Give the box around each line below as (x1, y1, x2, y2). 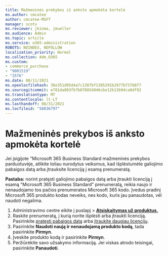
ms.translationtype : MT (5, 92, 56, 97)
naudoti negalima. (5, 197, 43, 203)
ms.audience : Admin (5, 31, 47, 36)
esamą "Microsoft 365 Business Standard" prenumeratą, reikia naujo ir (5, 181, 153, 187)
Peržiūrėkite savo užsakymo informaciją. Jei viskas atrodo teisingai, (12, 239, 154, 245)
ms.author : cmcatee (5, 12, 47, 17)
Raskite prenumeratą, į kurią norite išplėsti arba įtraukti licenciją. (12, 212, 146, 219)
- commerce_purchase (5, 64, 49, 69)
